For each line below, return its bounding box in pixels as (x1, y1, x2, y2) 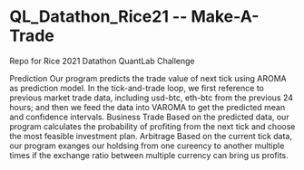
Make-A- (190, 6, 260, 27)
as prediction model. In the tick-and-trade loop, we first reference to (9, 82, 265, 93)
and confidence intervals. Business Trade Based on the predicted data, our (9, 111, 289, 122)
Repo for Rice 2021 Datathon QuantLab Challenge (9, 55, 195, 66)
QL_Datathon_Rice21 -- (9, 6, 188, 27)
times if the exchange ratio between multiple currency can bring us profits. (9, 149, 289, 160)
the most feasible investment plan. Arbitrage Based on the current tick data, (9, 130, 293, 141)
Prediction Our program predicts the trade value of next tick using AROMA (9, 72, 288, 83)
